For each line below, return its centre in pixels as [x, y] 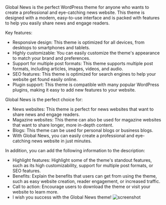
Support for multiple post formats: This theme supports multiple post [83, 63]
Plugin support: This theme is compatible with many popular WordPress [86, 85]
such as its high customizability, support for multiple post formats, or [83, 165]
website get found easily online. [45, 79]
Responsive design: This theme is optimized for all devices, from [79, 42]
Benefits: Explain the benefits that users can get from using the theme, [85, 176]
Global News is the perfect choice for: [44, 100]
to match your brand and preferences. [51, 58]
